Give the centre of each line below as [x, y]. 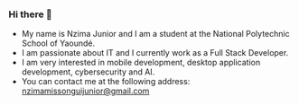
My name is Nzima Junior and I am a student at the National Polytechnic [155, 34]
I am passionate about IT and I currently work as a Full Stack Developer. [155, 53]
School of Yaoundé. [58, 43]
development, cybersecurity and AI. [88, 72]
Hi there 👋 [31, 14]
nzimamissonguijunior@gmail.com [85, 91]
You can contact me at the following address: [106, 82]
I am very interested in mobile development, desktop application [141, 63]
